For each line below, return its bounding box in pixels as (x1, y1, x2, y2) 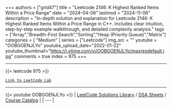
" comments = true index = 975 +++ (11, 53, 87, 59)
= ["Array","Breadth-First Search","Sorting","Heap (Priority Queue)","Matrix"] (5, 32, 166, 37)
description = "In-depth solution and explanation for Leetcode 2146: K (5, 15, 153, 21)
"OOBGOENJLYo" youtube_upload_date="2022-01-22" (5, 42, 121, 48)
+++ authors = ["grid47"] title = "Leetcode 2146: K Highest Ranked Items (5, 5, 159, 10)
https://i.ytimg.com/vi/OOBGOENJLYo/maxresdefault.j (50, 48, 165, 54)
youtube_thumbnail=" (5, 48, 51, 54)
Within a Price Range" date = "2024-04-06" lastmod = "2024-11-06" (5, 10, 150, 16)
